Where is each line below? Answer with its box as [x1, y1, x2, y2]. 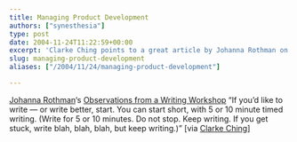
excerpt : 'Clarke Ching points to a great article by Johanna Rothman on [9, 46, 289, 55]
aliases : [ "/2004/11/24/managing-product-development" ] [9, 63, 221, 72]
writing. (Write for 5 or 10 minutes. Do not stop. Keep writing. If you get [9, 113, 269, 124]
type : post [9, 29, 50, 38]
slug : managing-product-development [9, 54, 145, 63]
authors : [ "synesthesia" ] [9, 21, 105, 30]
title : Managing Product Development [9, 12, 149, 22]
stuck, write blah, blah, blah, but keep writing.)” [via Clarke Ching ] [9, 122, 251, 133]
